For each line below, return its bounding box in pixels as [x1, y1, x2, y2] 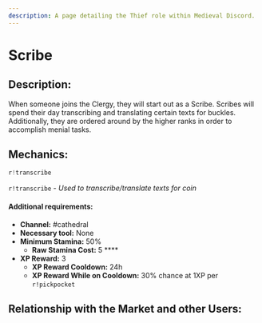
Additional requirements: [8, 201, 93, 211]
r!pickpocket [31, 281, 76, 289]
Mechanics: [8, 148, 69, 161]
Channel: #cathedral [19, 219, 89, 229]
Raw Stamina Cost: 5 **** [31, 245, 119, 254]
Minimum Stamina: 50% [19, 237, 102, 246]
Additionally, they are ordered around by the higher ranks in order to [8, 116, 232, 126]
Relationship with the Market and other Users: [8, 301, 242, 316]
